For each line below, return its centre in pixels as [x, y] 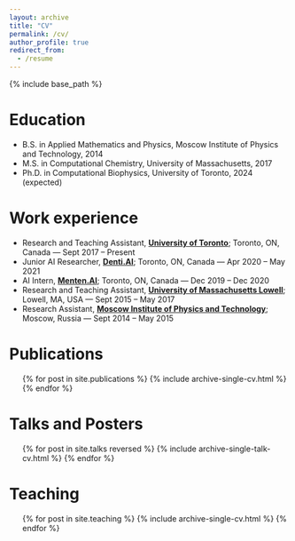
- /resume [35, 59]
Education [47, 120]
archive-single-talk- [234, 449]
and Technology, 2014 [62, 154]
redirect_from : [37, 51]
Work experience [74, 218]
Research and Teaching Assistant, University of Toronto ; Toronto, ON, [151, 243]
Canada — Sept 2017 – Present [78, 252]
